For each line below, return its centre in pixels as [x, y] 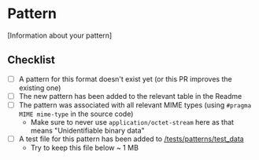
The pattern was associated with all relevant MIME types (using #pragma [135, 105]
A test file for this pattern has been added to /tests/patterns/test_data [131, 139]
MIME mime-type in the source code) [76, 114]
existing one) [40, 88]
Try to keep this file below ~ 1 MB [85, 147]
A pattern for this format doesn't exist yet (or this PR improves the [126, 78]
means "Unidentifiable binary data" [87, 130]
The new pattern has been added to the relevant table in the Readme [130, 96]
